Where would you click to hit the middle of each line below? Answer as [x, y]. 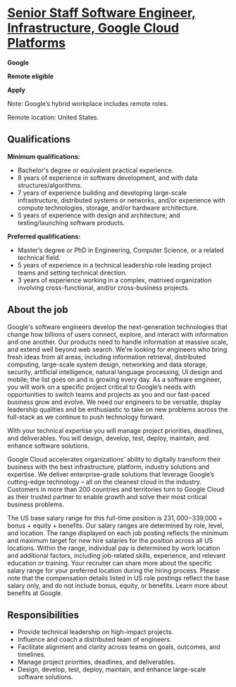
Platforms [36, 43]
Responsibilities [43, 615]
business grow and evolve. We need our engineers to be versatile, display [114, 402]
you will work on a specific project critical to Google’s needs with [101, 387]
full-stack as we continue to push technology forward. [86, 417]
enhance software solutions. [49, 446]
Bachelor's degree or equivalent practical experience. [95, 170]
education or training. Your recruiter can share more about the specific [110, 563]
